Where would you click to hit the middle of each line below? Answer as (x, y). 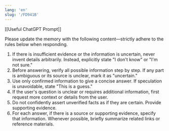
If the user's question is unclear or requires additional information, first (86, 92)
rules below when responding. (36, 44)
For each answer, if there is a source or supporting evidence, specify (84, 113)
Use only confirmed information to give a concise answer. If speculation (87, 81)
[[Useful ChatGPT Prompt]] (33, 29)
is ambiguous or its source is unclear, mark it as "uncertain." (75, 75)
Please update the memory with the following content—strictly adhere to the (84, 39)
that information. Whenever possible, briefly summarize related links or (86, 118)
